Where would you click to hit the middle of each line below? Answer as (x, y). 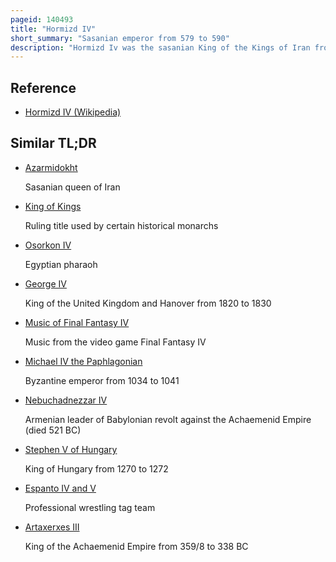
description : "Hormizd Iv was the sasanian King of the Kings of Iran (160, 47)
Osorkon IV (48, 245)
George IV (45, 283)
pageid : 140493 (42, 19)
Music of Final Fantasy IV (77, 322)
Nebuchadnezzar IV (66, 400)
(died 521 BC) (53, 430)
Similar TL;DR (53, 143)
